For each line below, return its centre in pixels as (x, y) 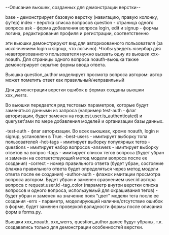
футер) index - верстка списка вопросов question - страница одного (79, 23)
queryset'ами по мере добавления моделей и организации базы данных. (84, 121)
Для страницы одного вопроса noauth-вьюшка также (80, 59)
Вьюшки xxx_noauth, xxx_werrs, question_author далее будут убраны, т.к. (84, 222)
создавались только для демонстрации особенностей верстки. (74, 227)
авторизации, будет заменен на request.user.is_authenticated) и (74, 116)
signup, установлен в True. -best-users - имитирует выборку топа (76, 136)
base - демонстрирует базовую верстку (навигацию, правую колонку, (82, 17)
